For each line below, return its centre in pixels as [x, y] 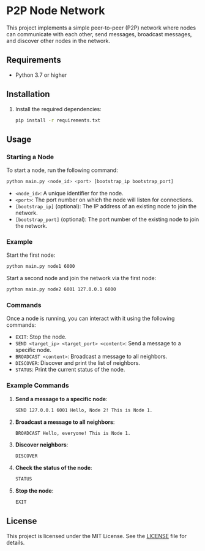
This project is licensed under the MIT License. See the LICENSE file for [97, 536]
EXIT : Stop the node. [41, 337]
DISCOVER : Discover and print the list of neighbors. [78, 363]
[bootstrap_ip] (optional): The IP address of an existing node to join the [106, 206]
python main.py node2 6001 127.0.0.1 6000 [61, 289]
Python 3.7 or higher [41, 75]
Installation [28, 94]
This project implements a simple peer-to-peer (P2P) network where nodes [101, 28]
